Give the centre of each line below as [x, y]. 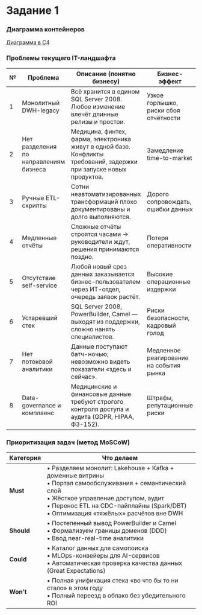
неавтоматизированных [106, 194]
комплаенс [38, 413]
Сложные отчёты [96, 226]
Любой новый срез [99, 266]
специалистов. [93, 337]
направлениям [44, 162]
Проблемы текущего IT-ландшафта [61, 58]
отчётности [164, 118]
